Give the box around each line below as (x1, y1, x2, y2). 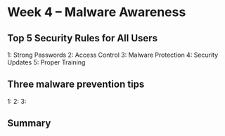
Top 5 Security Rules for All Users (7, 32, 158, 44)
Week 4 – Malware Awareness (7, 4, 186, 20)
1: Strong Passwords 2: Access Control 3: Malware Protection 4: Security (7, 50, 219, 59)
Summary (7, 117, 51, 130)
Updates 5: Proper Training (7, 58, 86, 67)
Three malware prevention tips (7, 79, 145, 90)
